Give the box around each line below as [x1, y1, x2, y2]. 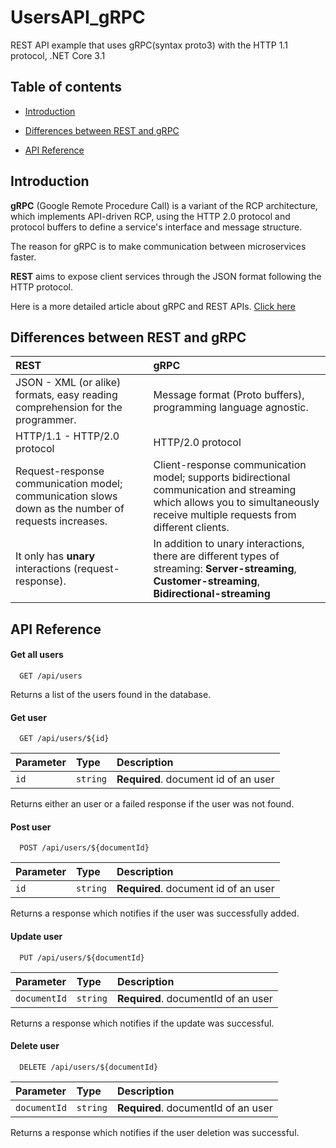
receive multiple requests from [153, 508, 297, 522]
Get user [10, 711, 47, 723]
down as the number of [15, 502, 125, 516]
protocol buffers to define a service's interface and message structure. [10, 221, 303, 233]
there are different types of [153, 549, 280, 563]
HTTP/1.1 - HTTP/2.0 [15, 429, 120, 443]
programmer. [15, 413, 77, 427]
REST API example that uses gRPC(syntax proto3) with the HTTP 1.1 [10, 39, 288, 51]
